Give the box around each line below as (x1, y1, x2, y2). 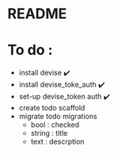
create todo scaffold (18, 103, 86, 113)
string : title (30, 129, 68, 138)
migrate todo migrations (18, 112, 97, 121)
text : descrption (30, 137, 85, 147)
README (7, 5, 67, 23)
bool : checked (30, 120, 80, 129)
